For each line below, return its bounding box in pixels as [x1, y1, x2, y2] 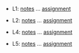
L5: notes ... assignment [12, 40, 72, 47]
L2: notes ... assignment [12, 17, 73, 23]
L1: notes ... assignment [12, 5, 71, 12]
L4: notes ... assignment [12, 28, 73, 36]
